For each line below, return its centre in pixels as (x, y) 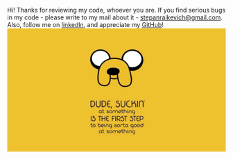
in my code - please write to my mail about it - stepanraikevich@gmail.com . (115, 17)
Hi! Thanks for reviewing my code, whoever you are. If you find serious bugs (116, 10)
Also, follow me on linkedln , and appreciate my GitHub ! (86, 25)
